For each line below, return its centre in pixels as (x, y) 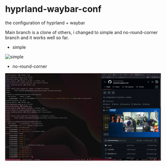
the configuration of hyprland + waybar (45, 23)
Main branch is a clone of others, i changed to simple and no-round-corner (82, 32)
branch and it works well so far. (37, 38)
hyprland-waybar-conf (53, 9)
